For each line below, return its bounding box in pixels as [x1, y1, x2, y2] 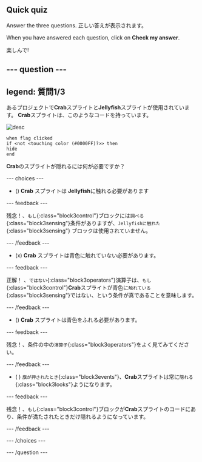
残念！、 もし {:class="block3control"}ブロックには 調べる [6, 212, 144, 219]
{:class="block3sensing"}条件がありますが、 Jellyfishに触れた [6, 220, 161, 227]
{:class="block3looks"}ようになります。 [15, 381, 115, 388]
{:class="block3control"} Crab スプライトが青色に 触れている [6, 284, 151, 291]
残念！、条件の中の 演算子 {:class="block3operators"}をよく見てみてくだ [6, 341, 184, 348]
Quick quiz [6, 5, 48, 15]
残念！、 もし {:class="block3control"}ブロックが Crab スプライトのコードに [6, 406, 191, 413]
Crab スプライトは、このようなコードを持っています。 [18, 112, 152, 119]
